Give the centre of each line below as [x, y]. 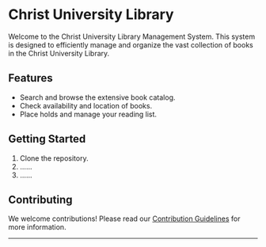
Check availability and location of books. [86, 105]
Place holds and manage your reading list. [88, 114]
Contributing [40, 199]
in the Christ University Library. [59, 53]
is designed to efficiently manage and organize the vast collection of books [131, 44]
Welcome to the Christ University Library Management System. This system [132, 36]
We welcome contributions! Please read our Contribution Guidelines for [124, 218]
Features [30, 78]
